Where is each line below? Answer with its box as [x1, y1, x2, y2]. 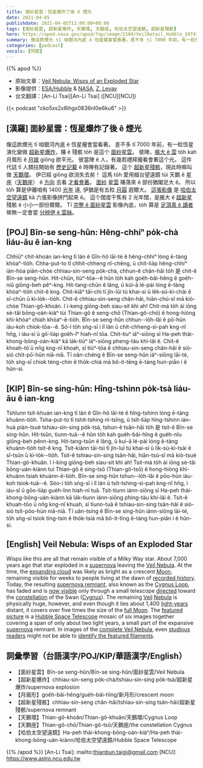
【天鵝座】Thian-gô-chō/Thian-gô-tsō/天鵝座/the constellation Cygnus [14, 721, 193, 728]
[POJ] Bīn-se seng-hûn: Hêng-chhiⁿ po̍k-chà [6, 227, 179, 237]
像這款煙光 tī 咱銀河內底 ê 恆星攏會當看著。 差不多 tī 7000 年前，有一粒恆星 [6, 140, 194, 148]
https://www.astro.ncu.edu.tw [6, 755, 81, 762]
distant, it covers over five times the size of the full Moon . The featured [6, 607, 183, 613]
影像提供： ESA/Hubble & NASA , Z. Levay [14, 85, 118, 92]
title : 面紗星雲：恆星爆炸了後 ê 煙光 [6, 8, 92, 15]
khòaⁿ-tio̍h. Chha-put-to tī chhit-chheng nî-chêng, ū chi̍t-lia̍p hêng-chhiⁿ [6, 260, 187, 267]
